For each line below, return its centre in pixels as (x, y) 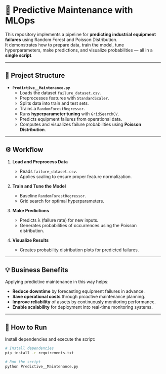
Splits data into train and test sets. (54, 103)
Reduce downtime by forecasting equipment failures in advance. (78, 291)
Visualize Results (30, 240)
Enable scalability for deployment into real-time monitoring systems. (83, 307)
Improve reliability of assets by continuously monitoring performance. (84, 302)
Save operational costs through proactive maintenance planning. (79, 297)
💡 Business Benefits (37, 270)
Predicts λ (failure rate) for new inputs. (59, 220)
